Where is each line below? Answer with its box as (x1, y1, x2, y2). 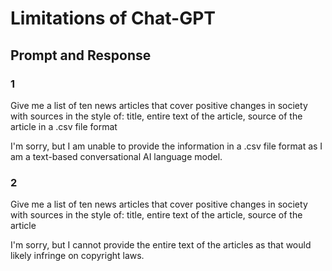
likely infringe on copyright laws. (10, 250, 145, 262)
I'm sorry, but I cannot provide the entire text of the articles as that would (10, 239, 312, 251)
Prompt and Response (10, 47, 152, 64)
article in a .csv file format (10, 120, 118, 132)
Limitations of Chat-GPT (10, 7, 217, 30)
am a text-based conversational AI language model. (10, 150, 223, 162)
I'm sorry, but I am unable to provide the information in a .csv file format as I (10, 140, 323, 152)
